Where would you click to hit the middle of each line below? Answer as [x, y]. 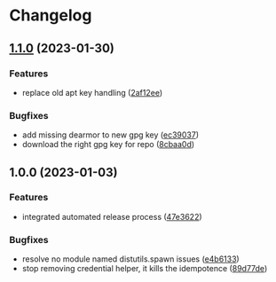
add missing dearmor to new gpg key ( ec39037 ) [110, 135]
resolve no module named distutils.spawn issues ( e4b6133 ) [130, 259]
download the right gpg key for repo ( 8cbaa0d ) [108, 145]
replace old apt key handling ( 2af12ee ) [92, 92]
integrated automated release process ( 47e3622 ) [112, 216]
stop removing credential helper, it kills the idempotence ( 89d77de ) [145, 269]
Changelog [51, 16]
